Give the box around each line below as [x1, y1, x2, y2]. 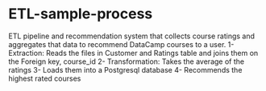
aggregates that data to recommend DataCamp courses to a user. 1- [8, 39, 235, 49]
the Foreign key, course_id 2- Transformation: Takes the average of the [8, 57, 244, 66]
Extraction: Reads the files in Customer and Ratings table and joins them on [8, 48, 259, 57]
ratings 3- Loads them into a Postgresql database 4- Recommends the [8, 65, 243, 74]
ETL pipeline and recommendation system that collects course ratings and [8, 31, 256, 41]
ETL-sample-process [8, 5, 153, 23]
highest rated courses [8, 73, 81, 83]
